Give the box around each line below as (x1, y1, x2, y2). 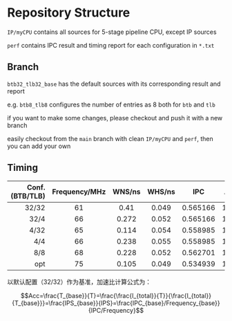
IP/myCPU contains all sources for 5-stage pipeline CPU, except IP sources (7, 28, 217, 36)
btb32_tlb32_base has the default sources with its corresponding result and (7, 80, 221, 88)
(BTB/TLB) (10, 191, 46, 201)
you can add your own (7, 142, 71, 150)
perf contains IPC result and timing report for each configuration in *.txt (7, 41, 215, 49)
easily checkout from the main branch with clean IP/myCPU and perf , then (7, 134, 213, 143)
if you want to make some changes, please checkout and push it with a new (7, 113, 223, 122)
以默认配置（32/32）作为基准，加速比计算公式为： (7, 277, 152, 286)
